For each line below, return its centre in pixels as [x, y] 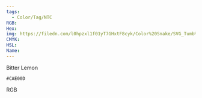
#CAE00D [16, 78]
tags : [13, 12]
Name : [13, 51]
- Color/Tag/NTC [32, 17]
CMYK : [13, 39]
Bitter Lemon [22, 68]
